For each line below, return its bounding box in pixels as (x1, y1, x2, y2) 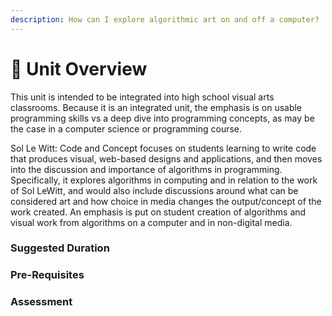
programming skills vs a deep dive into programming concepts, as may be (10, 112, 315, 124)
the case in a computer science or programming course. (10, 122, 243, 135)
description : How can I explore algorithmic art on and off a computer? (10, 14, 320, 25)
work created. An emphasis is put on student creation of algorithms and (10, 206, 307, 218)
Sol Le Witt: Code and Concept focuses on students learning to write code (10, 142, 317, 154)
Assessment (10, 295, 73, 309)
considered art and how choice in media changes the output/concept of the (10, 195, 322, 207)
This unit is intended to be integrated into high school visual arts (10, 91, 275, 103)
